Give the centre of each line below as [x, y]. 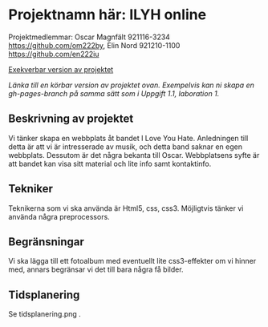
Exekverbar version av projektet [61, 69]
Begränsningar [46, 242]
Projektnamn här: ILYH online [108, 15]
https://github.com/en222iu [54, 54]
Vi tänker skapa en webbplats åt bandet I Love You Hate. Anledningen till [128, 138]
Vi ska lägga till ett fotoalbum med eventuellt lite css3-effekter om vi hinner [132, 261]
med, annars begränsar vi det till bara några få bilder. [96, 269]
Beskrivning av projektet [71, 119]
